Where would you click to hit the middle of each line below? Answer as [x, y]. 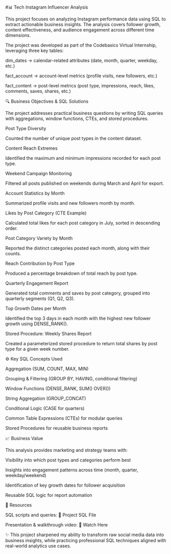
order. [11, 228]
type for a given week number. [38, 349]
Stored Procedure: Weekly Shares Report [48, 334]
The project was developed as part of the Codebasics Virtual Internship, [81, 45]
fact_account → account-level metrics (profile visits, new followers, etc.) [81, 76]
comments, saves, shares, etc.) [38, 91]
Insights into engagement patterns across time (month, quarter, [72, 470]
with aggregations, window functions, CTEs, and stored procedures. [77, 118]
